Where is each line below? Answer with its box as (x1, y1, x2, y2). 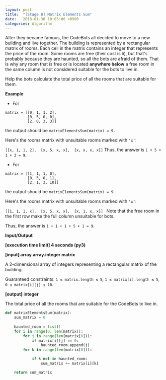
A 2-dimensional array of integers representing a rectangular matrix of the (5, 261, 157, 267)
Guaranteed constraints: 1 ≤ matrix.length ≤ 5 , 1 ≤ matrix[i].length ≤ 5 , (5, 276, 160, 282)
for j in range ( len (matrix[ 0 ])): (23, 333, 92, 338)
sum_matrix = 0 (14, 315, 46, 320)
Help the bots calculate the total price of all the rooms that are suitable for (5, 76, 157, 82)
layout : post (5, 7, 32, 12)
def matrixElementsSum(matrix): (5, 310, 72, 315)
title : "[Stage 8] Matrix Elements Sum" (5, 12, 92, 17)
